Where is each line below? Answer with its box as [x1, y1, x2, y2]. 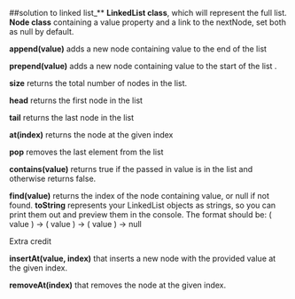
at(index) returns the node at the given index [9, 130, 174, 140]
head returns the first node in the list [9, 95, 144, 106]
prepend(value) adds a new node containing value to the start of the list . [9, 61, 277, 71]
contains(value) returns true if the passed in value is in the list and [9, 164, 253, 174]
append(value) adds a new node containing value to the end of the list [9, 43, 268, 54]
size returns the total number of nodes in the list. [9, 78, 188, 88]
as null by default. [9, 27, 74, 36]
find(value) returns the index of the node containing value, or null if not [9, 191, 270, 201]
